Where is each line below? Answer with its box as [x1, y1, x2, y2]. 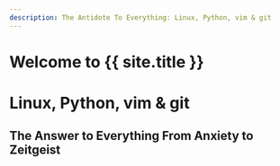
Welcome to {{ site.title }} [9, 51, 204, 72]
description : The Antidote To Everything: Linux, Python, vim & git [9, 13, 272, 22]
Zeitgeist [9, 143, 61, 158]
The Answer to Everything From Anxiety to [9, 128, 254, 144]
